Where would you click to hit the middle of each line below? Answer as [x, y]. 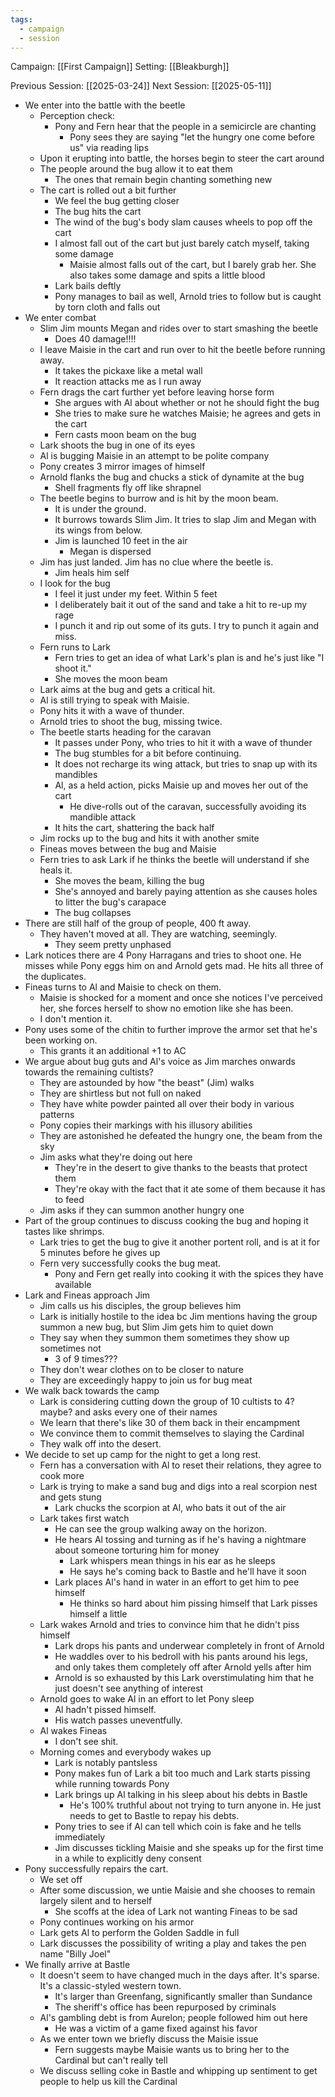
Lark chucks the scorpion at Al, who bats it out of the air [170, 1508]
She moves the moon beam [111, 679]
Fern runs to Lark [75, 647]
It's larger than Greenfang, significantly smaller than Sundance [183, 1997]
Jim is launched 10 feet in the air [121, 541]
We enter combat [60, 318]
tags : [21, 19]
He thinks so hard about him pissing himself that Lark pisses [193, 1603]
